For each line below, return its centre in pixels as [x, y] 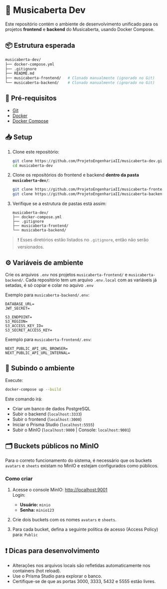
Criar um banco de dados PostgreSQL [51, 408]
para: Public [25, 534]
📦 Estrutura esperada [40, 46]
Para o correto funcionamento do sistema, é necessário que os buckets [79, 460]
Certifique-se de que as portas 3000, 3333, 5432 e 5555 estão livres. [84, 581]
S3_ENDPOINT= [19, 317]
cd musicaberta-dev [33, 166]
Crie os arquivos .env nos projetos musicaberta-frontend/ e [67, 274]
